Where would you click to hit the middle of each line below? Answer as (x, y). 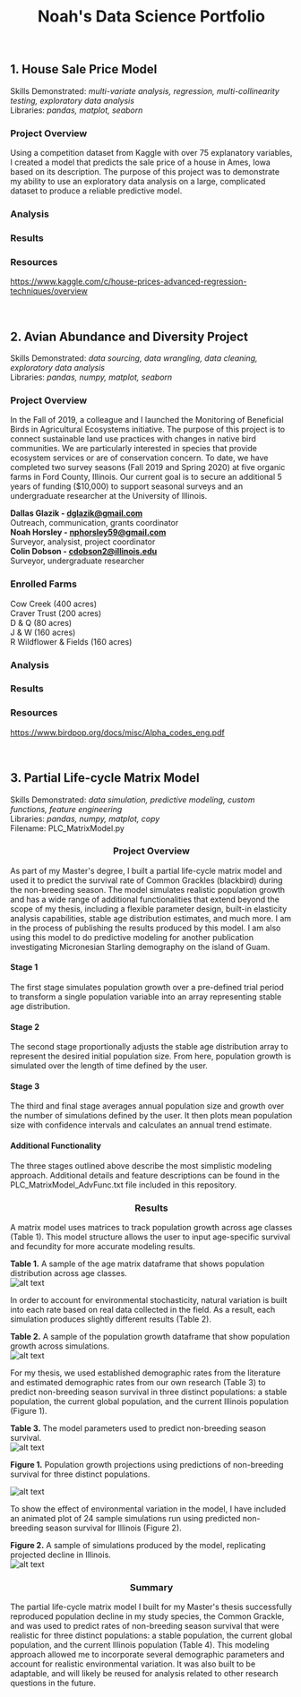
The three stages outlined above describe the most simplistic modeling (141, 1165)
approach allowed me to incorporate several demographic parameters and (147, 1655)
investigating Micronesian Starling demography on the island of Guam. (140, 947)
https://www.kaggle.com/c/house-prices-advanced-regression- (129, 282)
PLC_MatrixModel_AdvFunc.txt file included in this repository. (124, 1185)
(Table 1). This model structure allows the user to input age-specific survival (150, 1237)
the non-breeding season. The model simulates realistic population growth (148, 889)
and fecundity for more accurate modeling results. (103, 1246)
